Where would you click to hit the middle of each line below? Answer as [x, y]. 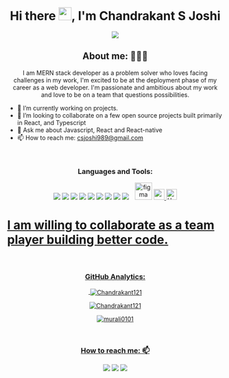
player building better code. [88, 240]
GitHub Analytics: [115, 276]
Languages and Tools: [115, 171]
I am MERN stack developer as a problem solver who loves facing [115, 73]
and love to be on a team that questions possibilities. [115, 94]
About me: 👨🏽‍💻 [115, 56]
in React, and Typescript [51, 122]
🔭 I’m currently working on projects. [68, 108]
